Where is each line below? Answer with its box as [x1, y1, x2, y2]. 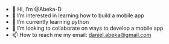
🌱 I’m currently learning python [11, 18, 89, 25]
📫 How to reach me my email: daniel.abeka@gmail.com [11, 32, 151, 38]
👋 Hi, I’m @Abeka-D [11, 6, 62, 12]
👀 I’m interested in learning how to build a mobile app [11, 12, 144, 19]
